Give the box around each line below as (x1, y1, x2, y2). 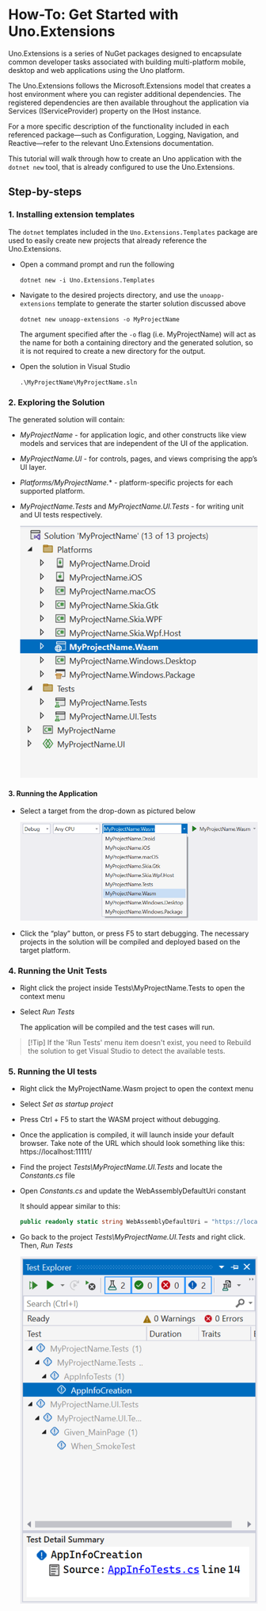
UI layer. (19, 462, 47, 471)
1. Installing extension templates (8, 209, 135, 220)
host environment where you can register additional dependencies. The (8, 89, 241, 98)
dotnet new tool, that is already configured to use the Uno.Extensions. (8, 162, 235, 171)
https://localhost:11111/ (19, 1147, 93, 1156)
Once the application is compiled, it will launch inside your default (19, 1130, 234, 1140)
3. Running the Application (8, 788, 98, 798)
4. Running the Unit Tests (8, 965, 108, 976)
